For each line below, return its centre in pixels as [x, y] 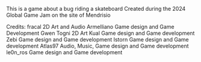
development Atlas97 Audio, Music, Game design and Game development [97, 46]
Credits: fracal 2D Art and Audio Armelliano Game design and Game [90, 27]
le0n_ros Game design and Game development [64, 52]
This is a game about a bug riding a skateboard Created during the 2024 [96, 9]
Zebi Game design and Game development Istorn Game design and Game [97, 39]
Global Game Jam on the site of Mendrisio [58, 15]
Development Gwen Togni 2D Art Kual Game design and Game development [100, 33]
